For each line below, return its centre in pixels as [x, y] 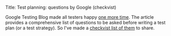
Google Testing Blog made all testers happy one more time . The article [80, 17]
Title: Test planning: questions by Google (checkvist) [61, 7]
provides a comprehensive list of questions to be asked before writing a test [85, 23]
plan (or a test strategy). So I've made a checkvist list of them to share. [80, 28]
